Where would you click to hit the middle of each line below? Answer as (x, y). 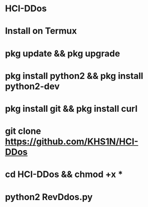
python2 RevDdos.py (49, 197)
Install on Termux (41, 31)
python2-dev (32, 86)
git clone (23, 131)
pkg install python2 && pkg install (74, 76)
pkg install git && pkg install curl (71, 109)
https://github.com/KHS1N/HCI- (72, 142)
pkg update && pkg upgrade (63, 53)
